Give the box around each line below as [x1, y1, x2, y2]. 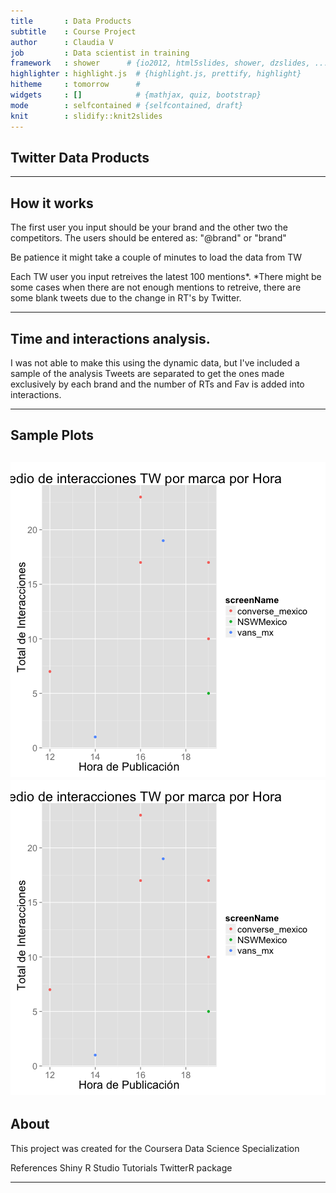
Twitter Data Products [10, 149, 150, 166]
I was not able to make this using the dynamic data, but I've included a [10, 356, 300, 369]
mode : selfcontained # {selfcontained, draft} [10, 100, 244, 110]
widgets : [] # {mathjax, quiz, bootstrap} [10, 90, 262, 100]
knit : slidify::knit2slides [10, 111, 163, 121]
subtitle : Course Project [10, 26, 137, 37]
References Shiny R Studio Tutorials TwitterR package [10, 1161, 233, 1174]
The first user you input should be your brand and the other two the [10, 221, 288, 234]
